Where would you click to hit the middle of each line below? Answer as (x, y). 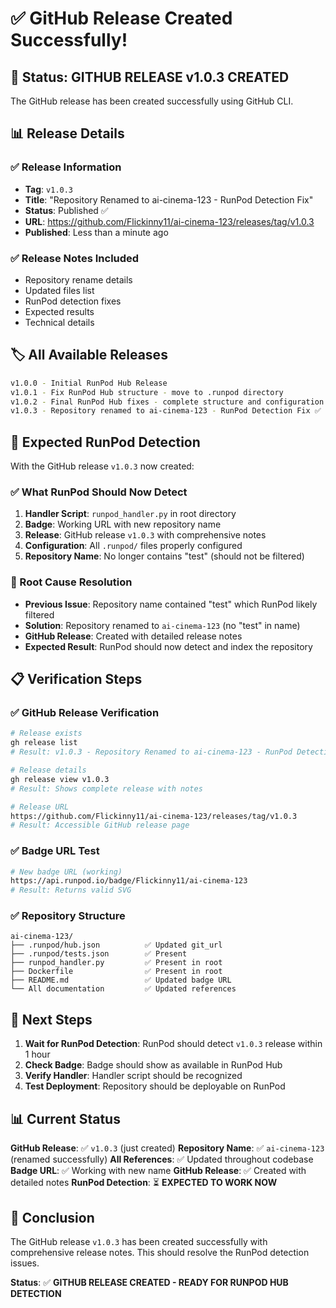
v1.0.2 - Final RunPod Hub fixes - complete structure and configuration (167, 402)
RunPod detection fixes (73, 301)
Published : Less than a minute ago (96, 232)
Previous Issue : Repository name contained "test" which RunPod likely (171, 604)
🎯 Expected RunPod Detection (105, 442)
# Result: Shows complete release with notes (106, 788)
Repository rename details (78, 279)
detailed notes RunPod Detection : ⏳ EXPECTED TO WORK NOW (144, 1183)
